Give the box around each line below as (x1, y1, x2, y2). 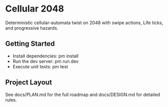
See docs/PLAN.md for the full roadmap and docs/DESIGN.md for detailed (5, 91, 160, 97)
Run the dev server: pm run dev (12, 58, 79, 64)
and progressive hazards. (5, 25, 59, 31)
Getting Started (5, 40, 55, 48)
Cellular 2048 (5, 3, 64, 15)
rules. (5, 96, 17, 103)
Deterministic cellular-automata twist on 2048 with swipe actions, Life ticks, (5, 20, 163, 26)
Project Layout (5, 78, 52, 87)
